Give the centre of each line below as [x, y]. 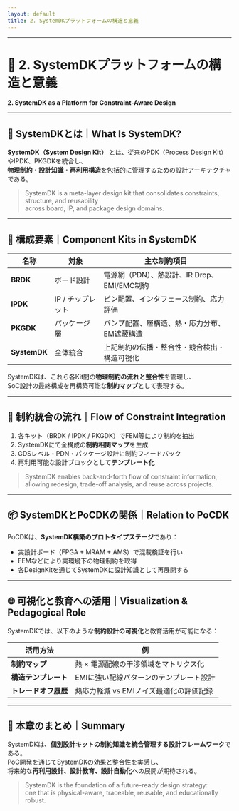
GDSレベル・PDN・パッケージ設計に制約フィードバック [99, 453]
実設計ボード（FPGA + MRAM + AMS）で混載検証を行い [100, 552]
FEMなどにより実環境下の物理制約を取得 [77, 561]
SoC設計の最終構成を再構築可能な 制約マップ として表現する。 [98, 386]
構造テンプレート [39, 677]
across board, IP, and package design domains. [95, 208]
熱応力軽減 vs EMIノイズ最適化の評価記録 [144, 690]
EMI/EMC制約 [126, 286]
